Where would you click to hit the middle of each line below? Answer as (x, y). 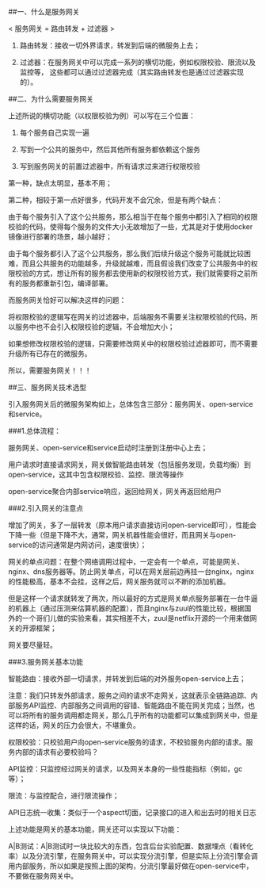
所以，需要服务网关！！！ (50, 370)
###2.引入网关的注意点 (46, 508)
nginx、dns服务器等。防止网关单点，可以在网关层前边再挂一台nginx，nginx (131, 572)
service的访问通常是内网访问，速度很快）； (78, 545)
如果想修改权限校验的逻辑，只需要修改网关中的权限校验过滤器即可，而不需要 (133, 344)
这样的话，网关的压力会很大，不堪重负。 (74, 725)
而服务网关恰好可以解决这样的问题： (67, 300)
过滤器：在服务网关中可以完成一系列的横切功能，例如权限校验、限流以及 (137, 62)
